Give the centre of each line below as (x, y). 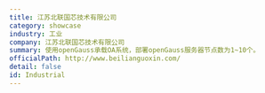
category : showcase (45, 26)
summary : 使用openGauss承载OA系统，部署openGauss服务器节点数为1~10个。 (135, 50)
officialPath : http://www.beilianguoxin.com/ (95, 58)
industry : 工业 (36, 34)
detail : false (36, 67)
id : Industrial (37, 75)
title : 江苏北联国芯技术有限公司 (63, 17)
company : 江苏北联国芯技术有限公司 (67, 42)
